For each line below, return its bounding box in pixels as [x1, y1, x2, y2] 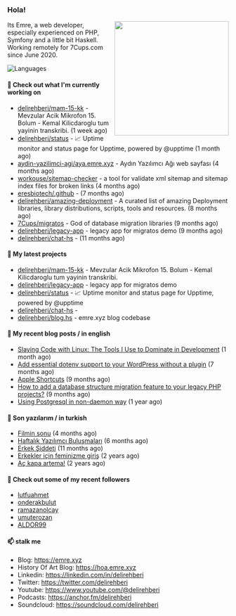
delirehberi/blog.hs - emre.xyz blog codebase [17, 313, 151, 321]
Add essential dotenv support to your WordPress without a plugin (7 [17, 360, 214, 368]
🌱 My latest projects [7, 250, 67, 258]
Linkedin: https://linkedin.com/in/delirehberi [17, 570, 144, 579]
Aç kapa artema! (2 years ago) [17, 459, 106, 468]
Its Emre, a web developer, [7, 21, 84, 30]
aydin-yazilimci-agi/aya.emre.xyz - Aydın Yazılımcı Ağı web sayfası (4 [17, 159, 219, 167]
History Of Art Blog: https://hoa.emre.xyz [17, 563, 137, 571]
